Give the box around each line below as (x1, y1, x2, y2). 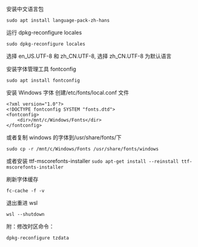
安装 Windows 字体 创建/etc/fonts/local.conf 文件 (6, 89, 129, 96)
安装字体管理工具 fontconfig (6, 66, 77, 72)
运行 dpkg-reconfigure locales (6, 29, 82, 36)
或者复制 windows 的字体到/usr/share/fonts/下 (6, 134, 122, 141)
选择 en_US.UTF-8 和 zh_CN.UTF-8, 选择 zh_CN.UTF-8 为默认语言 (6, 52, 172, 60)
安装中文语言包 (6, 5, 44, 12)
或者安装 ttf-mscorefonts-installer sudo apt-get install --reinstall (6, 158, 179, 164)
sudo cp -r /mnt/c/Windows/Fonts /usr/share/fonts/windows (6, 146, 159, 152)
